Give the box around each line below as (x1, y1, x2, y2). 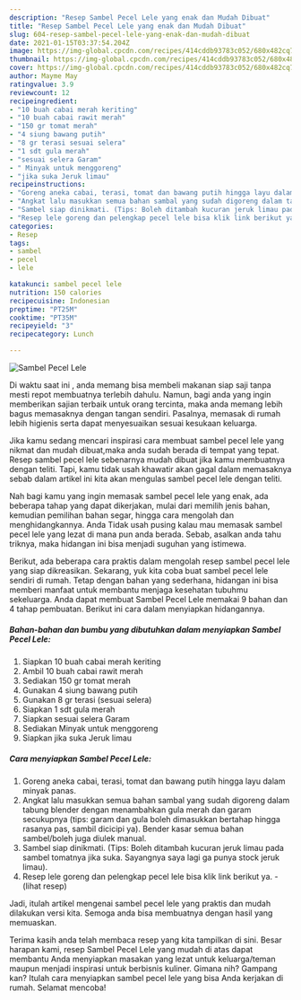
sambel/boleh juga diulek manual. (21, 832, 147, 844)
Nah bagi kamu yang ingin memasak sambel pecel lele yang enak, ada (9, 491, 269, 501)
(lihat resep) (21, 881, 67, 891)
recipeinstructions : (9, 180, 87, 189)
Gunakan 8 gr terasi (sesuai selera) (21, 694, 152, 705)
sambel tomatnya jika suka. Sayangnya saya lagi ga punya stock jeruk (21, 852, 280, 863)
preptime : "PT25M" (9, 304, 78, 314)
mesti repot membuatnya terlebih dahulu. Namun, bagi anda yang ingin (9, 390, 271, 399)
